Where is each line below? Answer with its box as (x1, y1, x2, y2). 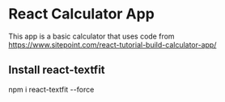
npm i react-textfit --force (8, 84, 95, 94)
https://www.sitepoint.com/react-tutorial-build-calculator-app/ (8, 39, 217, 49)
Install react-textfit (8, 63, 105, 77)
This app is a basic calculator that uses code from (8, 31, 176, 41)
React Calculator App (8, 5, 155, 23)
